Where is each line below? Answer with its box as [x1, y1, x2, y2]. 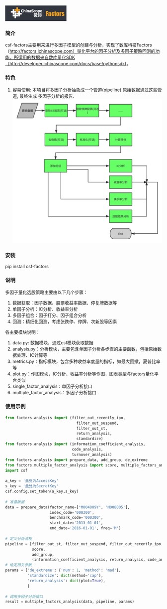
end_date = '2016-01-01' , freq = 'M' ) [49, 526, 121, 531]
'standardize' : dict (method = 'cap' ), [27, 573, 103, 578]
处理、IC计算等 [16, 352, 48, 358]
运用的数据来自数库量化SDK [18, 54, 76, 60]
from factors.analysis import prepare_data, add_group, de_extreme [5, 457, 148, 462]
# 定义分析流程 [5, 536, 32, 541]
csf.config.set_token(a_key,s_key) [5, 489, 79, 494]
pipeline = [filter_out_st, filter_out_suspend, [5, 541, 108, 546]
